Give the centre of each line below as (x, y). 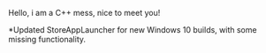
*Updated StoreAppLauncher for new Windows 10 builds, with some (133, 30)
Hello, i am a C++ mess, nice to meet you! (84, 13)
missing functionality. (47, 39)
